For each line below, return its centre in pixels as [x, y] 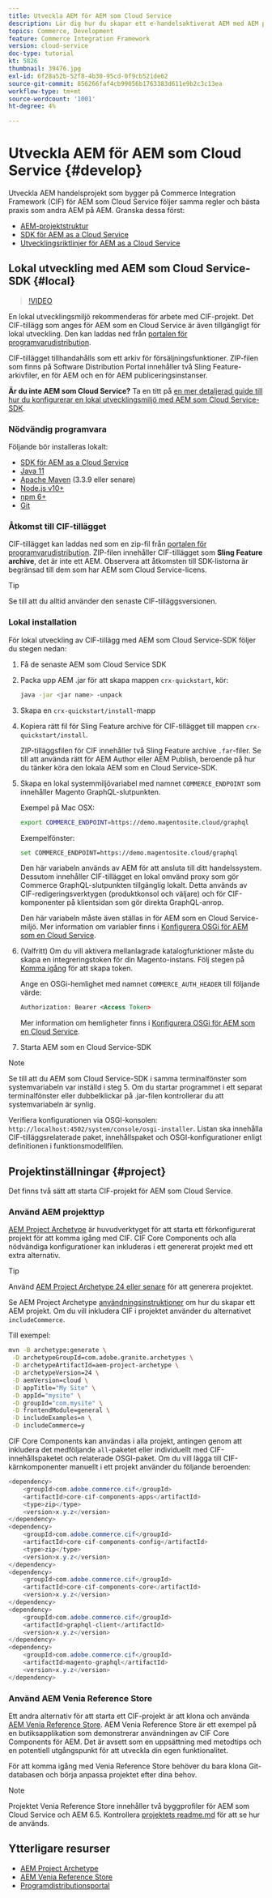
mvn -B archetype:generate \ [57, 1350]
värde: [31, 992]
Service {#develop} [76, 171]
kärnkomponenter [38, 1467]
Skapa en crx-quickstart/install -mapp [88, 710]
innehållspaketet [36, 1458]
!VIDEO [40, 301]
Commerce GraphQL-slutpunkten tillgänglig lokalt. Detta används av [134, 885]
